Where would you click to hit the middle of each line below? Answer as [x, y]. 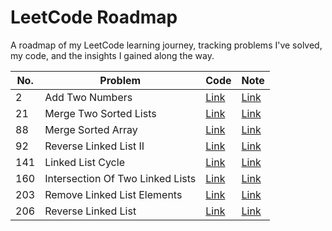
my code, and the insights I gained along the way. [112, 55]
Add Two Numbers [88, 97]
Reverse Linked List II [94, 146]
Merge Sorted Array [91, 129]
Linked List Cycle [84, 162]
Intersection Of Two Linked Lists [120, 178]
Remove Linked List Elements [113, 194]
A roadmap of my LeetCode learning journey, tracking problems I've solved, [166, 45]
